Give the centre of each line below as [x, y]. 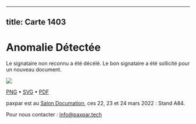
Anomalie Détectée [53, 47]
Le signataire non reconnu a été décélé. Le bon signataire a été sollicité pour [98, 63]
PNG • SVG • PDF [28, 92]
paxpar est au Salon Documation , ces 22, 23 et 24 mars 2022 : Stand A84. [96, 104]
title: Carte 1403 [36, 22]
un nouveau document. [34, 70]
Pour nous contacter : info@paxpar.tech [54, 115]
